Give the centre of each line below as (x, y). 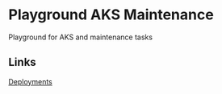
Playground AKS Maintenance (111, 15)
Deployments (30, 81)
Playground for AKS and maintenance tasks (81, 37)
